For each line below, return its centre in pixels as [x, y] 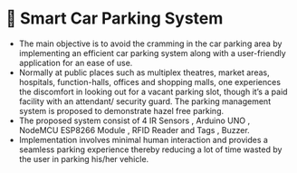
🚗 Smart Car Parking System [115, 19]
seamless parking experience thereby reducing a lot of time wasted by [150, 149]
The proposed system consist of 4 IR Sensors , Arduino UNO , [134, 120]
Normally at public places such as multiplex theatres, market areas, [144, 72]
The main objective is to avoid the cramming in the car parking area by [150, 43]
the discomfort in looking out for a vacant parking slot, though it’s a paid [153, 91]
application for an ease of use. [76, 62]
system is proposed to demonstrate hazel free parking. [121, 111]
